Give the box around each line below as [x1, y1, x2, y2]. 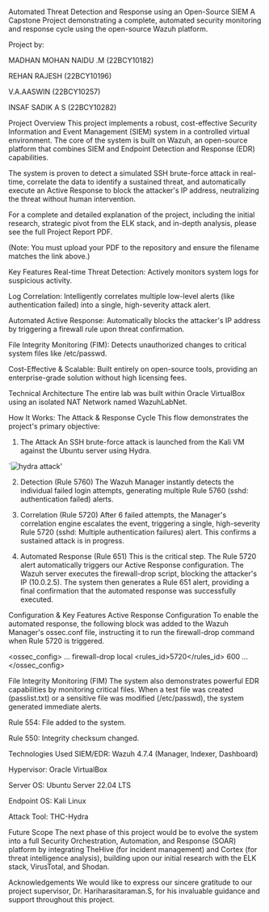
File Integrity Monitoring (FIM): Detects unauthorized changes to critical [8, 340, 246, 349]
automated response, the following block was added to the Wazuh [8, 619, 229, 629]
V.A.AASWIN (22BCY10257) [8, 87, 101, 96]
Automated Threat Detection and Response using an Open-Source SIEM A [8, 7, 256, 16]
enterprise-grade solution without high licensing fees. [8, 373, 187, 382]
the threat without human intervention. [8, 194, 136, 203]
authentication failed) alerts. [19, 494, 114, 504]
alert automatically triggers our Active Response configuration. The [19, 560, 244, 569]
